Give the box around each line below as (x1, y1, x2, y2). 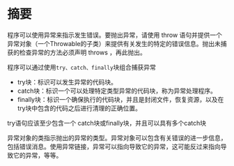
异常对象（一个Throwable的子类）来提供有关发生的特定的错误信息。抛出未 (7, 39, 221, 47)
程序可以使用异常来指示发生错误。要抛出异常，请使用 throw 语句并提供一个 (7, 31, 223, 39)
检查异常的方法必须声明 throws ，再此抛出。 (19, 48, 146, 56)
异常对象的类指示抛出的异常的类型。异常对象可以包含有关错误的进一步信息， (7, 133, 227, 142)
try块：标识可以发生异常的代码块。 (17, 77, 117, 86)
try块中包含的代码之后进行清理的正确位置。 (17, 104, 141, 112)
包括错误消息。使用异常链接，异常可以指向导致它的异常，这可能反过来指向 (7, 142, 221, 151)
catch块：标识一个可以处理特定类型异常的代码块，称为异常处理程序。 (17, 86, 217, 95)
